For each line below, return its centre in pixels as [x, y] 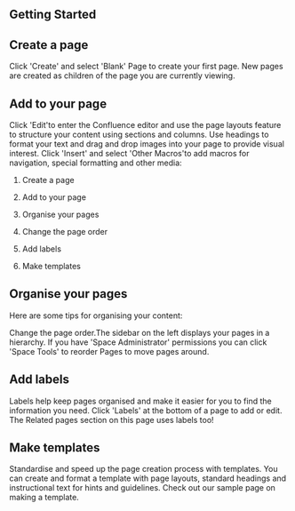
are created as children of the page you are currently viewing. [122, 76]
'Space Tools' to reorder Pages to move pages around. [109, 351]
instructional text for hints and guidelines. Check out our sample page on [142, 488]
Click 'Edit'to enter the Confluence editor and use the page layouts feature [145, 125]
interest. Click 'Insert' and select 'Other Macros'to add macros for [129, 154]
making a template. [44, 498]
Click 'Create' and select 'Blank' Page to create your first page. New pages [146, 67]
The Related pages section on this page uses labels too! [112, 419]
